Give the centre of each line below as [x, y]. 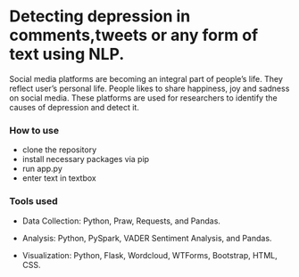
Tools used [33, 201]
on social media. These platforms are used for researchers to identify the [144, 98]
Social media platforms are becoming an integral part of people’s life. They [146, 78]
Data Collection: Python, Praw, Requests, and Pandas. [121, 221]
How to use [34, 130]
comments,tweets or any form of [134, 35]
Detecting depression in [100, 16]
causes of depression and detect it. [75, 107]
